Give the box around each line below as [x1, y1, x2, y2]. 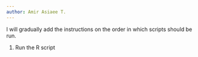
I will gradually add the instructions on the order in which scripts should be [6, 25, 193, 33]
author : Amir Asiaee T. [6, 8, 67, 15]
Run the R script [15, 44, 56, 51]
